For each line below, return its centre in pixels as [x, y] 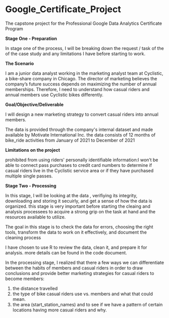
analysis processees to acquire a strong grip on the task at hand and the [80, 211]
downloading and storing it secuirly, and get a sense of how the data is [79, 201]
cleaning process [23, 237]
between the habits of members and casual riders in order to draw [74, 268]
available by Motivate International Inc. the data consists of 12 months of [80, 134]
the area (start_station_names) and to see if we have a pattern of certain [88, 304]
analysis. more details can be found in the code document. [66, 253]
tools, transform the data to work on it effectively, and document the [76, 232]
